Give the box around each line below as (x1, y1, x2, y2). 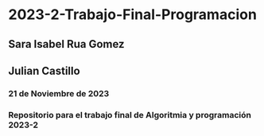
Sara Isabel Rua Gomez (8, 37, 125, 51)
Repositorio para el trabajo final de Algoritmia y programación (8, 109, 252, 120)
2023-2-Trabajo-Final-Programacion (8, 6, 257, 24)
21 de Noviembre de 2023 (8, 87, 110, 99)
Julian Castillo (8, 64, 81, 77)
